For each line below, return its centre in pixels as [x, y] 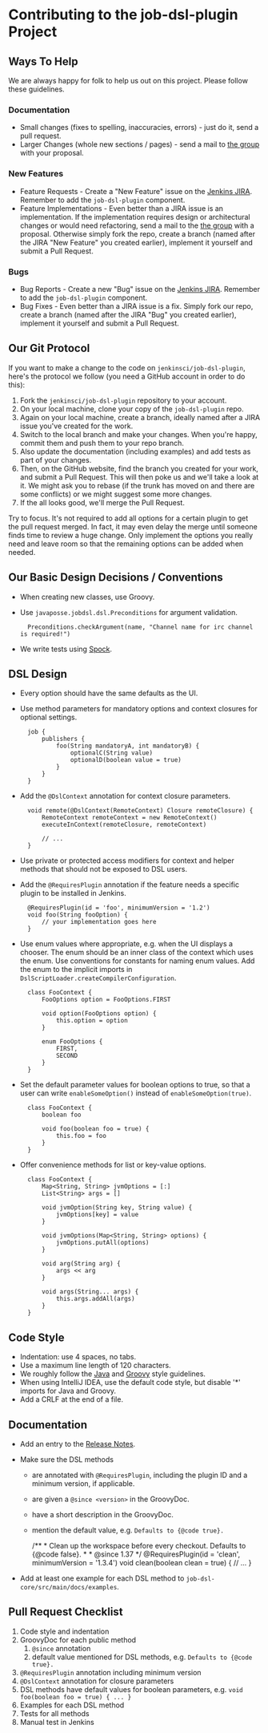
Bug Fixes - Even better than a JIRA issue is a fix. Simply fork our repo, [136, 306]
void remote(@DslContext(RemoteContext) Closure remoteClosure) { [140, 811]
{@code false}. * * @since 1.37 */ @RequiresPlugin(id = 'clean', [136, 1554]
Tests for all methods [54, 1713]
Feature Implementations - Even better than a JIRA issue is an [122, 208]
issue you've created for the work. [76, 426]
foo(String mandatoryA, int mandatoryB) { [128, 746]
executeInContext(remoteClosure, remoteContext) [124, 825]
